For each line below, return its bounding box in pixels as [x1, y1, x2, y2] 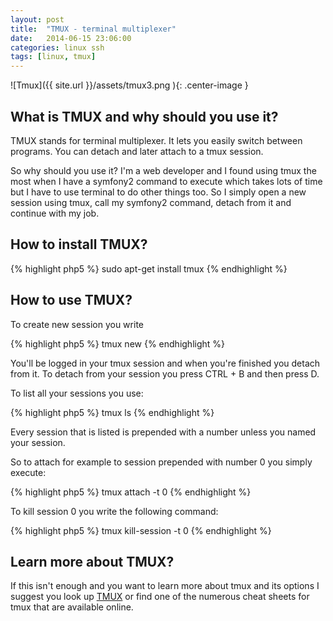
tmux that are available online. [10, 601, 134, 613]
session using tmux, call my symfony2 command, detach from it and [10, 196, 292, 208]
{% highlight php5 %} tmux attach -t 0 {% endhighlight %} [10, 486, 252, 498]
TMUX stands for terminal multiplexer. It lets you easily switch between [10, 134, 303, 146]
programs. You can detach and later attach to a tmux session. [10, 145, 264, 157]
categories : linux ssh [10, 42, 105, 53]
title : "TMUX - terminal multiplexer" [10, 24, 177, 34]
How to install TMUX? [10, 236, 148, 253]
